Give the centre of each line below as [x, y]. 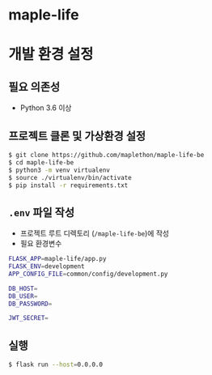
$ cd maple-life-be [41, 162]
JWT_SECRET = [28, 318]
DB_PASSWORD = [30, 304]
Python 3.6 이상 [46, 108]
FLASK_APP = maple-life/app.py [57, 259]
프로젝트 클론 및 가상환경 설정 [77, 136]
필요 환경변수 [41, 244]
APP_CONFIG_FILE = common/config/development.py [88, 274]
